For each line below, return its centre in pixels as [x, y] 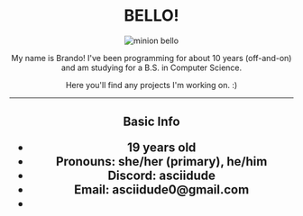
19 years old [161, 148]
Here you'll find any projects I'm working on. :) [151, 85]
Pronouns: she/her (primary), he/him [161, 162]
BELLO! [151, 16]
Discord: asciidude [162, 176]
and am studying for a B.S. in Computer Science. [151, 67]
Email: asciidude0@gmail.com [161, 190]
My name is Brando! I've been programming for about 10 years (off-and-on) [151, 58]
